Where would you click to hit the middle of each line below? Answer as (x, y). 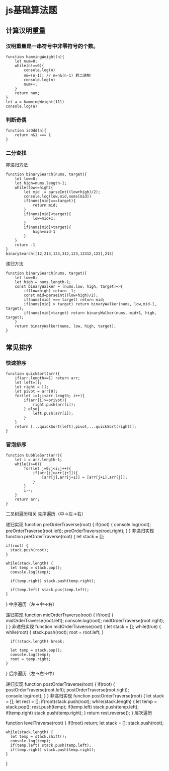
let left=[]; (28, 383)
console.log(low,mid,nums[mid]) (58, 197)
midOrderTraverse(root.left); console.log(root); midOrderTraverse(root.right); (85, 621)
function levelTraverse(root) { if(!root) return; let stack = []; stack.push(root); (85, 723)
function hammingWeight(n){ (35, 57)
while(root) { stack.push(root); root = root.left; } (55, 632)
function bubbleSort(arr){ (34, 456)
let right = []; (32, 387)
